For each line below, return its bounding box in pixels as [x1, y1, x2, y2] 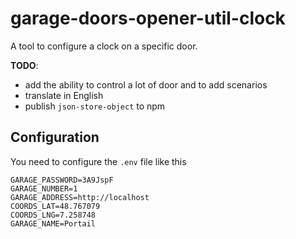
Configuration [10, 129, 100, 146]
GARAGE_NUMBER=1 [10, 183, 78, 194]
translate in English [24, 89, 104, 101]
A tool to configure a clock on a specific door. [10, 40, 198, 52]
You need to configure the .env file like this [10, 155, 187, 167]
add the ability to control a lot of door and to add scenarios [24, 78, 268, 91]
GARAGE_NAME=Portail [10, 218, 97, 229]
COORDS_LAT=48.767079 [10, 201, 101, 211]
